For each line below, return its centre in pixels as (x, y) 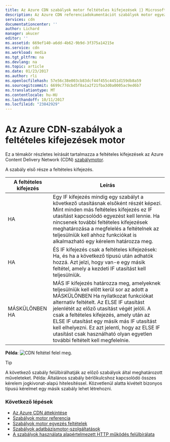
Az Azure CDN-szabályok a (64, 129)
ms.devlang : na (21, 62)
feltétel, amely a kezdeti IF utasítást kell (99, 268)
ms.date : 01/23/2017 (27, 72)
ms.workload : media (26, 52)
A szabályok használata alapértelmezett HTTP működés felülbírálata (84, 434)
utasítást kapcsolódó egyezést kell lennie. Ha (107, 216)
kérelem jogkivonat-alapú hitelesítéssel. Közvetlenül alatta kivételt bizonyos (84, 383)
